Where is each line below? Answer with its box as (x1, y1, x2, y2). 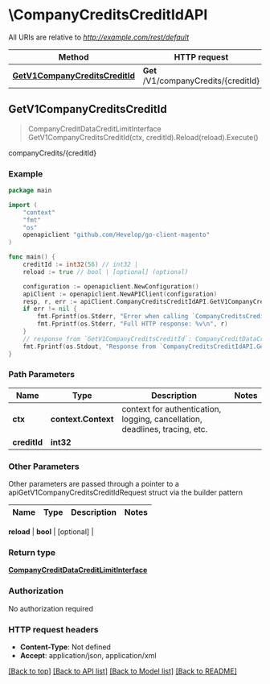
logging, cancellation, (121, 413, 202, 425)
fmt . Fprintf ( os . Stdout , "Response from (22, 342, 157, 350)
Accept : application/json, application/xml (19, 651, 157, 661)
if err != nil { (22, 305, 78, 313)
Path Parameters (8, 369, 75, 380)
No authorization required (8, 603, 94, 613)
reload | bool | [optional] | (8, 527, 94, 537)
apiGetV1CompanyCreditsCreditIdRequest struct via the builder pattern (8, 487, 243, 497)
